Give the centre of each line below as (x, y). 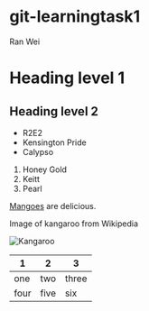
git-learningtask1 (75, 17)
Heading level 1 (67, 78)
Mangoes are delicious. (53, 206)
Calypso (38, 151)
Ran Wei (25, 41)
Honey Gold (45, 169)
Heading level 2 (54, 111)
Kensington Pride (55, 142)
